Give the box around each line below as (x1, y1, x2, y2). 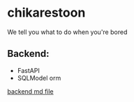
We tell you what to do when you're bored (7, 28, 128, 36)
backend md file (7, 87, 54, 95)
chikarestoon (7, 5, 86, 21)
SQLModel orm (17, 74, 61, 82)
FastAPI (17, 66, 40, 74)
